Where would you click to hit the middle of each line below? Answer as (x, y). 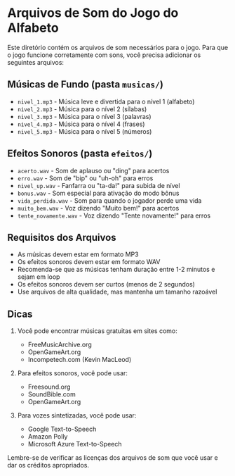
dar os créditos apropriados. (48, 465)
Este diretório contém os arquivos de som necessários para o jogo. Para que (118, 47)
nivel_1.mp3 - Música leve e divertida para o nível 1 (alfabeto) (106, 101)
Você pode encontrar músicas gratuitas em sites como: (97, 331)
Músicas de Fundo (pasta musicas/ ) (85, 85)
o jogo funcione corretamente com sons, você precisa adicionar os (104, 55)
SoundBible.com (52, 394)
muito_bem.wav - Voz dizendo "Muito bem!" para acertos (98, 208)
